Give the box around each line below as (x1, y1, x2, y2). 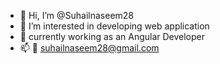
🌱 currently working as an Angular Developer (19, 31, 206, 42)
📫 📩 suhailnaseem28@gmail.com (19, 42, 160, 54)
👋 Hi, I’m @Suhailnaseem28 (19, 10, 135, 21)
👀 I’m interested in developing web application (19, 20, 210, 32)
